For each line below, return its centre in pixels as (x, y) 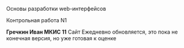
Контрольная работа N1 (37, 20)
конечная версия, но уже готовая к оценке (61, 38)
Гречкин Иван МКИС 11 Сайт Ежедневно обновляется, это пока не (92, 32)
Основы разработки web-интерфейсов (56, 9)
